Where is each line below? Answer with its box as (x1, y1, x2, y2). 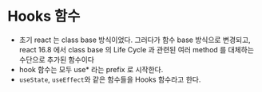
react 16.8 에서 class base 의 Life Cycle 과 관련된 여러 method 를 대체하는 (18, 44, 255, 54)
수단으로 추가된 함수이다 (18, 55, 95, 64)
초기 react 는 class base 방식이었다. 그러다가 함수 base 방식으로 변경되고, (18, 35, 251, 44)
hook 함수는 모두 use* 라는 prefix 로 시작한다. (18, 64, 164, 74)
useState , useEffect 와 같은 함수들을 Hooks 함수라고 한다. (18, 75, 201, 84)
